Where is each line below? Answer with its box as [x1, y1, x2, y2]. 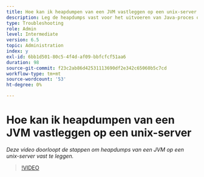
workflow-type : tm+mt [6, 71, 61, 77]
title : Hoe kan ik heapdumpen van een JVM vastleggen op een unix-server [6, 8, 197, 15]
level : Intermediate [6, 31, 59, 37]
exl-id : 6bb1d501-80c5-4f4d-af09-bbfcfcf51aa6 [6, 54, 126, 60]
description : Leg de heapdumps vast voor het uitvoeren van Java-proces [6, 14, 194, 21]
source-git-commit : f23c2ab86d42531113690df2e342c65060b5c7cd [6, 65, 167, 71]
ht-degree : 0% [6, 82, 42, 88]
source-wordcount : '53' [6, 76, 67, 82]
